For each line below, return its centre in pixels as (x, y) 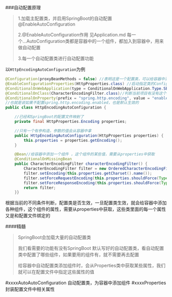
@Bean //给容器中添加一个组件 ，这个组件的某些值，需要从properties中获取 (85, 154)
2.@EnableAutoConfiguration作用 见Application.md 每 (74, 35)
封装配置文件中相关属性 (30, 289)
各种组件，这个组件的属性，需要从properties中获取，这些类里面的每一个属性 (86, 209)
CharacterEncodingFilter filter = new (65, 168)
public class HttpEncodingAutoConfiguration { (56, 108)
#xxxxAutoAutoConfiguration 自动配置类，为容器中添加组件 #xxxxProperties (86, 283)
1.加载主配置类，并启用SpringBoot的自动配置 (65, 18)
